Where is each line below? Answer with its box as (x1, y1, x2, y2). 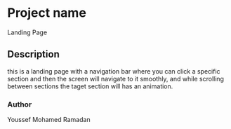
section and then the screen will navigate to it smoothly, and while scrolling (7, 74, 225, 83)
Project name (7, 5, 86, 21)
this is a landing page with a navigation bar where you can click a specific (7, 67, 220, 75)
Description (7, 48, 60, 60)
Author (7, 100, 32, 109)
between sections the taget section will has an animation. (7, 82, 173, 90)
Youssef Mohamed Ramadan (7, 116, 91, 124)
